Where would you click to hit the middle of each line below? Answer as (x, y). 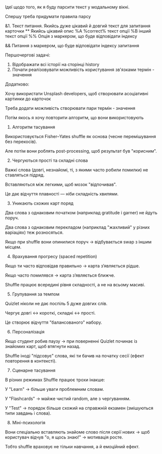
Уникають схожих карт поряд (43, 203)
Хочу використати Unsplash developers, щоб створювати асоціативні (77, 94)
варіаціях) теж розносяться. (34, 232)
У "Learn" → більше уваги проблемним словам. (54, 389)
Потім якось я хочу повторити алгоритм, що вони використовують (74, 118)
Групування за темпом (36, 294)
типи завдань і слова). (28, 413)
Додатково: (17, 84)
